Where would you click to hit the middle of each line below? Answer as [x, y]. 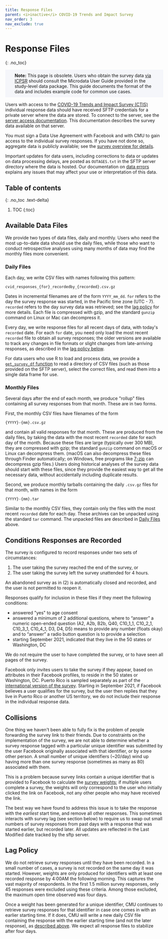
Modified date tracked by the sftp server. [47, 835]
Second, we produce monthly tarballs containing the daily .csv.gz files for [82, 485]
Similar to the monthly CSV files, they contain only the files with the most [80, 508]
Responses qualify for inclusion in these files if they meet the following [78, 598]
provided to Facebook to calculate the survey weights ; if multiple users [78, 782]
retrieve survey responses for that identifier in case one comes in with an [81, 910]
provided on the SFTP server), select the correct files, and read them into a [83, 369]
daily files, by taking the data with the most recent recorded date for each [81, 438]
